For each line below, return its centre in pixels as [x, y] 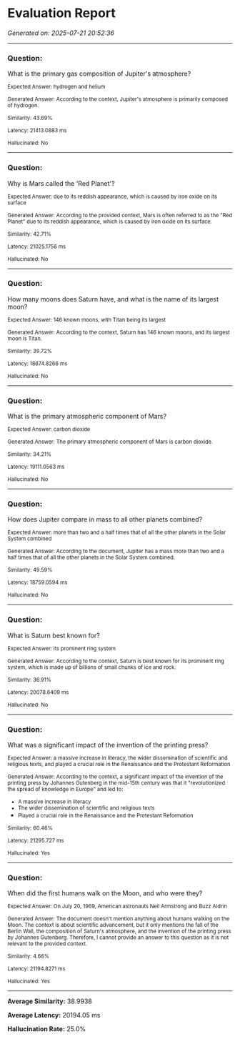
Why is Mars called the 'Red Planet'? [61, 183]
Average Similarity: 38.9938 [50, 1001]
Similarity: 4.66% [29, 956]
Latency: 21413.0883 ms [37, 131]
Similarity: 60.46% [30, 828]
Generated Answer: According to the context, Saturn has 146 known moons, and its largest [119, 332]
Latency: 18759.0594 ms [37, 583]
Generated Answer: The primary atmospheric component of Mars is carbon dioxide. [110, 442]
